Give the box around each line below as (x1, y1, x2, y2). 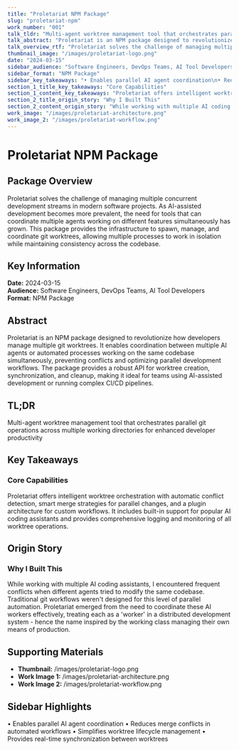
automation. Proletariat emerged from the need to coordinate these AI (7, 603, 212, 611)
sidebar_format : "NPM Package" (7, 70, 100, 77)
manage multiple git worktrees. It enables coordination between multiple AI (7, 341, 228, 349)
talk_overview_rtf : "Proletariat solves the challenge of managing (7, 43, 212, 51)
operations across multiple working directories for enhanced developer (7, 426, 216, 435)
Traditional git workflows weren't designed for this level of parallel (7, 595, 201, 603)
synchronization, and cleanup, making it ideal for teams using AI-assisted (7, 371, 223, 380)
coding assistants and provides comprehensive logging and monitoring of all (7, 514, 232, 523)
